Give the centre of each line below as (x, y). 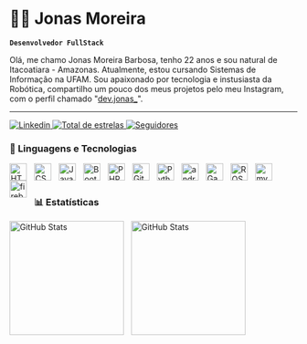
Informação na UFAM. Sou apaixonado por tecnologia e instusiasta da (141, 79)
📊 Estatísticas (67, 203)
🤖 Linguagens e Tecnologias (73, 148)
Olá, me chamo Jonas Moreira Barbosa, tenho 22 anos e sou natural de (143, 59)
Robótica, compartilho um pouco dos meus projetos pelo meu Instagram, (147, 89)
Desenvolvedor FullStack (57, 43)
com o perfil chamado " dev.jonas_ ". (76, 99)
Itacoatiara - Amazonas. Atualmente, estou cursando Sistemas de (133, 69)
